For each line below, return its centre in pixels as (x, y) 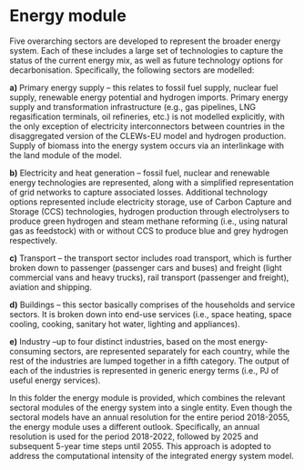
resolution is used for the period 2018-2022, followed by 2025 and (134, 436)
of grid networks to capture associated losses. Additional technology (139, 192)
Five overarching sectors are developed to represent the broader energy (145, 41)
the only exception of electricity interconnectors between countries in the (147, 126)
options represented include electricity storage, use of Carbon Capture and (151, 202)
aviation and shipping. (51, 286)
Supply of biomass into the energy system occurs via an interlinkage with (147, 145)
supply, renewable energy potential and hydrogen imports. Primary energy (149, 97)
